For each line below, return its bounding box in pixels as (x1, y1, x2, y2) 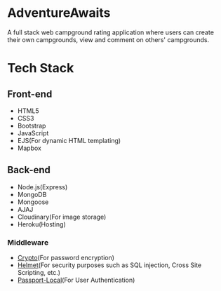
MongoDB (17, 190, 47, 198)
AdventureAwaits (7, 5, 111, 21)
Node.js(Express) (17, 182, 68, 191)
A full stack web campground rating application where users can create (7, 28, 214, 36)
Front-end (7, 88, 53, 100)
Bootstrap (17, 121, 46, 130)
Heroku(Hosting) (17, 219, 66, 229)
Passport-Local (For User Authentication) (17, 276, 135, 285)
